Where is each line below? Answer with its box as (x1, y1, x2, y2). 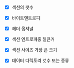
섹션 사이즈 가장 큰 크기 (11, 47, 58, 53)
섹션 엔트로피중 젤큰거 (11, 36, 55, 42)
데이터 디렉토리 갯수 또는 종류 (11, 57, 69, 63)
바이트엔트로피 (11, 15, 40, 21)
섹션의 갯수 (11, 4, 34, 10)
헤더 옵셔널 (11, 25, 34, 31)
